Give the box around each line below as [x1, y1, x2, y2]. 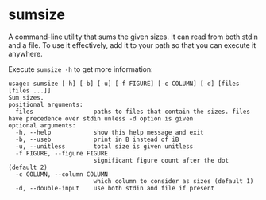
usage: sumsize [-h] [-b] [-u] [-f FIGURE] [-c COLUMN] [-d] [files [8, 80, 240, 88]
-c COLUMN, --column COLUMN [15, 170, 109, 178]
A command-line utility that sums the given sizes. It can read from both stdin [8, 32, 258, 41]
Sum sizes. [8, 93, 44, 101]
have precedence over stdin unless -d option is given [8, 114, 194, 123]
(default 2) [8, 163, 48, 171]
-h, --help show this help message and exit [15, 128, 204, 136]
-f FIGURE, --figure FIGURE [15, 149, 109, 157]
